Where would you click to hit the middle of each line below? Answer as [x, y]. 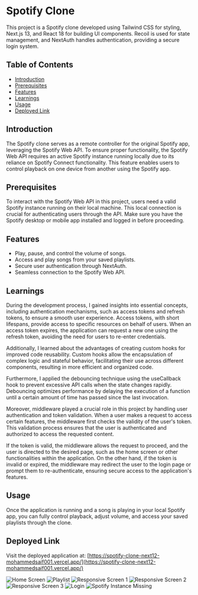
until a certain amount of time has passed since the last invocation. [87, 397]
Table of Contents [40, 65]
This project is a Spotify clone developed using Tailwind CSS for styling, [94, 27]
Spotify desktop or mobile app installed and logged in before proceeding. [95, 220]
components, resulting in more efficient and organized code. [80, 367]
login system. [22, 46]
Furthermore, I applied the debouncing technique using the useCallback [94, 378]
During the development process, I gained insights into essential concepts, [97, 305]
